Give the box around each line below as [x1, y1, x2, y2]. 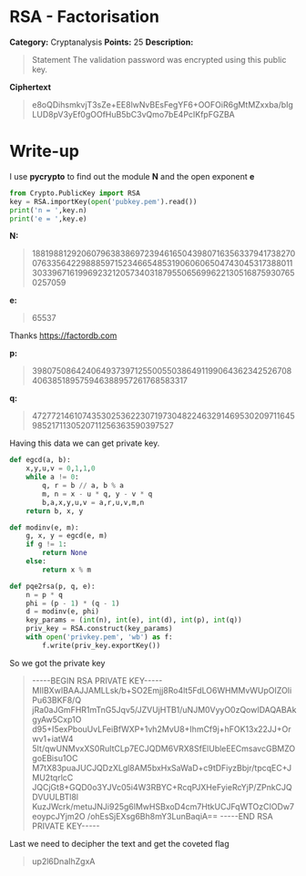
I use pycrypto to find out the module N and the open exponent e [9, 170, 255, 181]
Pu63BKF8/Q [31, 695, 82, 706]
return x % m [42, 565, 92, 574]
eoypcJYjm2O [31, 810, 86, 821]
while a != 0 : [25, 472, 79, 482]
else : [25, 557, 47, 566]
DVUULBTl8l [31, 791, 79, 802]
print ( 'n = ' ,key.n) [9, 205, 88, 215]
